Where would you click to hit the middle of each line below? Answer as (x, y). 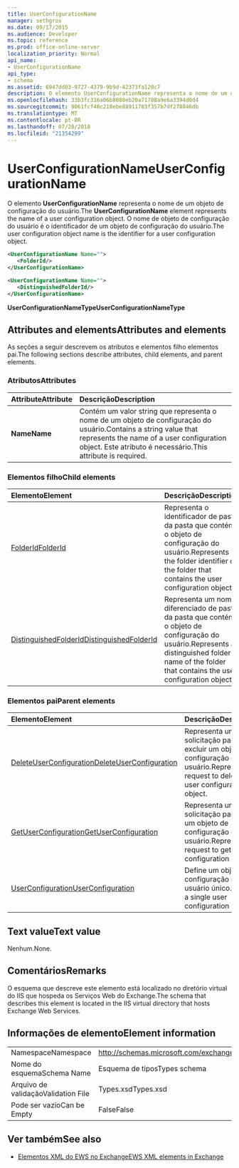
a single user (206, 897)
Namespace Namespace (51, 1052)
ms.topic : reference (38, 41)
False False (116, 1110)
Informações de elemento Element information (112, 1034)
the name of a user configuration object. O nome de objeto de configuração (118, 219)
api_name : (22, 61)
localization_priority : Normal (54, 54)
